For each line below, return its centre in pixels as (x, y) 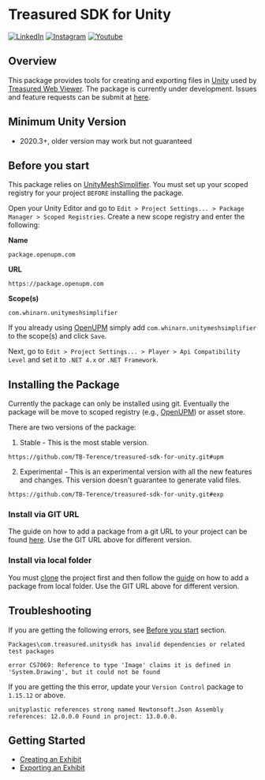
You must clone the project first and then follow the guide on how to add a (129, 577)
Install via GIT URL (44, 515)
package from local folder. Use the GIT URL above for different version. (124, 586)
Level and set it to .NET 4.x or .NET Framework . (84, 360)
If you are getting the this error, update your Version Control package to (126, 686)
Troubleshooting (50, 611)
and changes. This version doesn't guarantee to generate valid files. (130, 480)
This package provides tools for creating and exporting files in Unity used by (132, 80)
